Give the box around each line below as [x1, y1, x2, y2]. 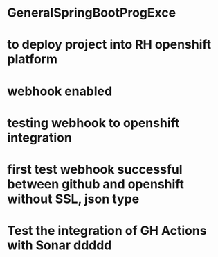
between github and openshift [7, 176, 185, 192]
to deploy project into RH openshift [7, 37, 212, 53]
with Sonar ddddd [7, 238, 112, 254]
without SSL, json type [7, 191, 140, 206]
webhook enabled [7, 83, 113, 99]
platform [7, 51, 57, 67]
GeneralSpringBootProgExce [7, 5, 176, 21]
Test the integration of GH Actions [7, 223, 207, 239]
